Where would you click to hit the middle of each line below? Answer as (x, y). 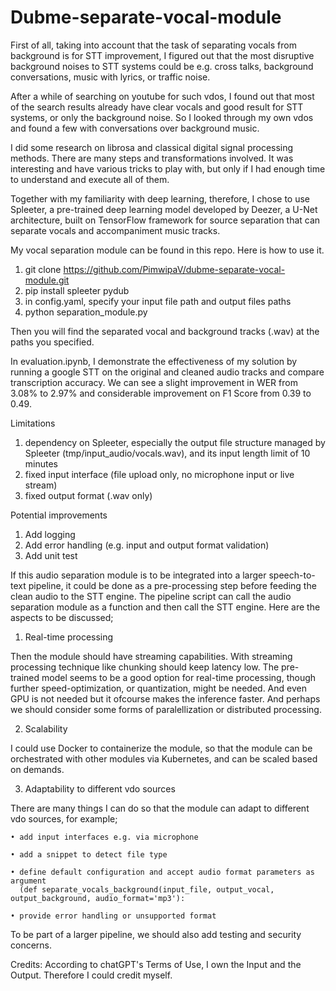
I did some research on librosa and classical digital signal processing (152, 147)
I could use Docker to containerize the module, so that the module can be (161, 748)
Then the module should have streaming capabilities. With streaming (151, 656)
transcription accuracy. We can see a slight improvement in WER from (154, 382)
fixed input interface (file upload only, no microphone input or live (159, 474)
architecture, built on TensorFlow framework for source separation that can (165, 220)
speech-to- (292, 575)
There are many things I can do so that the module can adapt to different (160, 808)
